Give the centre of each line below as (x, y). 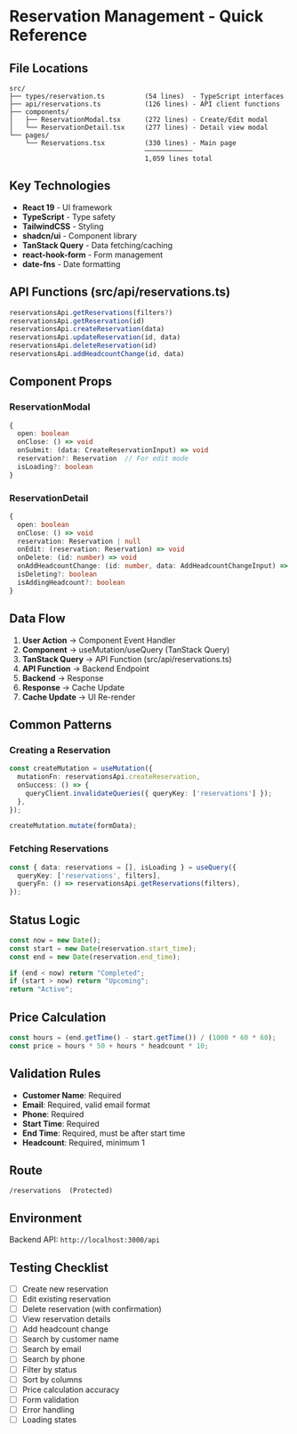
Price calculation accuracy (71, 1389)
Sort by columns (52, 1379)
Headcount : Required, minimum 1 (83, 1142)
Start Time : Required (60, 1123)
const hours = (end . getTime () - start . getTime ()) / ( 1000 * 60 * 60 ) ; (143, 1038)
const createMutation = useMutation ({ (81, 769)
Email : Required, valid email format (86, 1105)
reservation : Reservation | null (79, 541)
